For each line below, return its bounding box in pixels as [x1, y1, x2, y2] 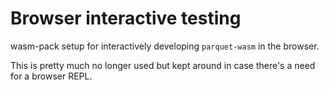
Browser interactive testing [10, 7, 242, 30]
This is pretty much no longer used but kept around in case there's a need [10, 59, 316, 71]
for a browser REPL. [10, 70, 93, 82]
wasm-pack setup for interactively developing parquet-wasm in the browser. [10, 40, 320, 52]
